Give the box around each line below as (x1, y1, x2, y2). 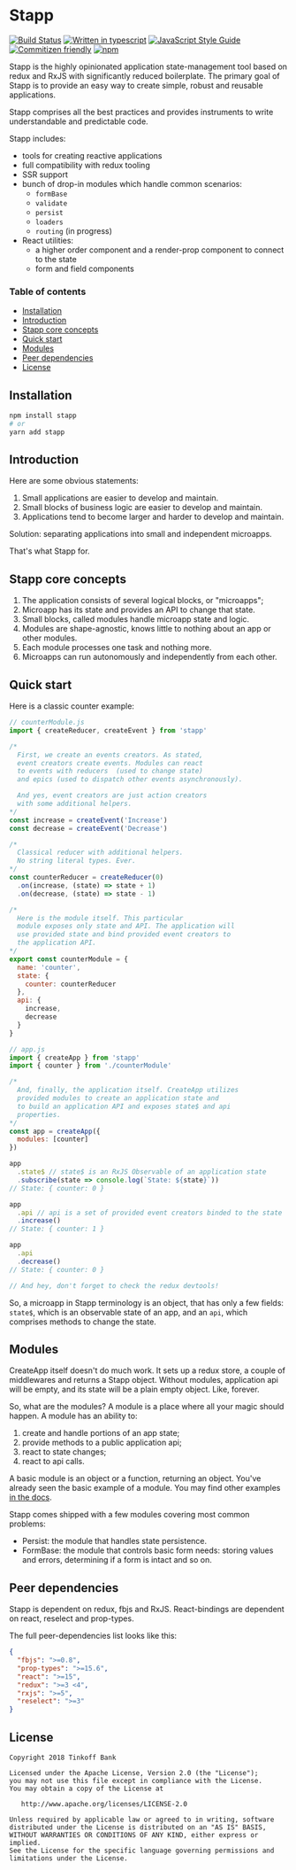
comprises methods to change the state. (9, 1316, 156, 1327)
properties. (17, 1110, 62, 1119)
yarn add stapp (9, 427, 65, 437)
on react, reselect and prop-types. (9, 1613, 134, 1624)
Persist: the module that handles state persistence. (21, 1536, 208, 1547)
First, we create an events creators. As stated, (17, 750, 203, 759)
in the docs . (9, 1492, 52, 1502)
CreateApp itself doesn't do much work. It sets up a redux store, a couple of (9, 1365, 285, 1376)
